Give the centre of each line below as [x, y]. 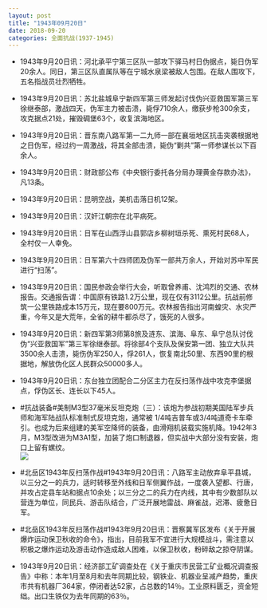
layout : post [30, 16]
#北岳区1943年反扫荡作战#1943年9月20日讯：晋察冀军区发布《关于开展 [137, 529]
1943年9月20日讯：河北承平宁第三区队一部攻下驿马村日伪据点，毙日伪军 [139, 61]
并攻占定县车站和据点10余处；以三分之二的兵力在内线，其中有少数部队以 [139, 492]
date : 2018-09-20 [37, 30]
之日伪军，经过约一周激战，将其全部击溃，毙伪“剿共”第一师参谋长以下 [135, 145]
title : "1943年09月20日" [48, 23]
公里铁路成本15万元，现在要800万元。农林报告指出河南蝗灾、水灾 [142, 307]
